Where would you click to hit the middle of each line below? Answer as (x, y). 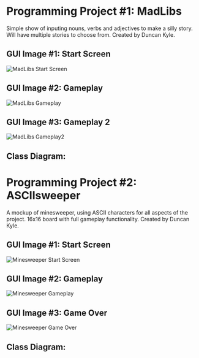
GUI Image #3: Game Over (57, 313)
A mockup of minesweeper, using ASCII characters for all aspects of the (97, 212)
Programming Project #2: (72, 182)
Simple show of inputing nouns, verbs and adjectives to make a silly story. (99, 28)
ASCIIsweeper (43, 195)
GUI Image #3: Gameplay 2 (58, 122)
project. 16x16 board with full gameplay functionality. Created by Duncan (98, 219)
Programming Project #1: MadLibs (94, 11)
